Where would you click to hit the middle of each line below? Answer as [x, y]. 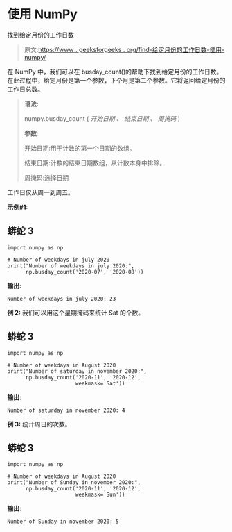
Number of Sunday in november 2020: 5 [63, 522]
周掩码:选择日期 [46, 177]
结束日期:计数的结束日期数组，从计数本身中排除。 [95, 163]
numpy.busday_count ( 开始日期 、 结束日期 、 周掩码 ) [102, 118]
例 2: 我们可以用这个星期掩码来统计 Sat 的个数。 [76, 313]
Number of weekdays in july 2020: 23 [62, 299]
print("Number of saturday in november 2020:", [77, 371]
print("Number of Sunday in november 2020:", [74, 483]
